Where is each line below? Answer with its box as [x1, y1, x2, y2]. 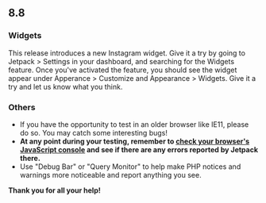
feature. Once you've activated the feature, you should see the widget [8, 65, 237, 75]
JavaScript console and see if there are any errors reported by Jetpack [19, 144, 259, 154]
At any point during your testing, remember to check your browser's [19, 136, 250, 146]
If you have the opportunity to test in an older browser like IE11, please [19, 119, 249, 129]
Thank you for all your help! [8, 186, 101, 195]
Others [8, 101, 36, 113]
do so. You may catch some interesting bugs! [19, 128, 168, 137]
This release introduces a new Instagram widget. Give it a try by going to [8, 48, 246, 58]
